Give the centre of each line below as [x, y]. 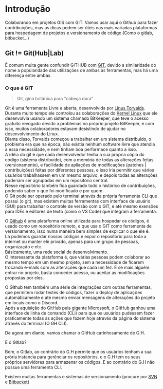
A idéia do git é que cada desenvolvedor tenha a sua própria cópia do [75, 155]
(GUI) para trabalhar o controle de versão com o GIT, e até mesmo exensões [81, 206]
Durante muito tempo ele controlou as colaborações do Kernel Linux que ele [81, 113]
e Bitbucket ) [17, 382]
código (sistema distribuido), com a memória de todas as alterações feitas [79, 160]
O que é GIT [19, 88]
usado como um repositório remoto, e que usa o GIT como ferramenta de [78, 226]
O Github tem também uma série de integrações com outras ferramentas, [79, 287]
